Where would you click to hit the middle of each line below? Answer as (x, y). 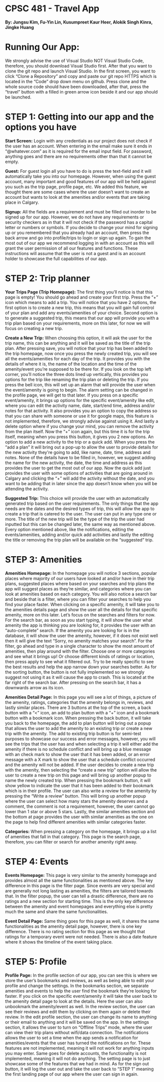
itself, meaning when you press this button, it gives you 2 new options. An (80, 437)
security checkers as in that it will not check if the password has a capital (79, 222)
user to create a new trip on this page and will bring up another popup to (78, 775)
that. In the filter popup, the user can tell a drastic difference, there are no (79, 896)
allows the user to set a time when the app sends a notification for (72, 1037)
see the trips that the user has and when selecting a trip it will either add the (82, 744)
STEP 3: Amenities (44, 559)
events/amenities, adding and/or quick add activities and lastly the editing (80, 535)
